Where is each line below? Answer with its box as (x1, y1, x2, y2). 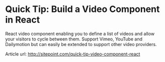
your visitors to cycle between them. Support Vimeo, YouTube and (5, 36, 142, 42)
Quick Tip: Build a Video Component (5, 3, 160, 15)
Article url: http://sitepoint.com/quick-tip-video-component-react (5, 51, 140, 57)
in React (5, 14, 40, 25)
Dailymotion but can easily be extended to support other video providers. (5, 41, 157, 47)
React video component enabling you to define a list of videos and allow (5, 30, 155, 36)
